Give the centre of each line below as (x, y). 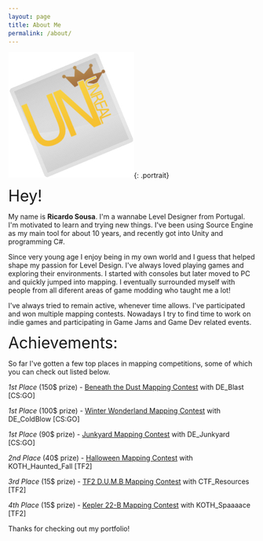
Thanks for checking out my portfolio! (69, 529)
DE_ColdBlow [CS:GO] (44, 419)
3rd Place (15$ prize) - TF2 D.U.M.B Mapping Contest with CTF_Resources (129, 482)
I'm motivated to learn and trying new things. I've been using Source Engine (131, 225)
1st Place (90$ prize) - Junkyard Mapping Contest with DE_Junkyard (119, 434)
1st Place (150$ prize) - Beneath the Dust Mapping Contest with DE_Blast (126, 387)
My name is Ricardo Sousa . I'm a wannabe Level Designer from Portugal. (127, 217)
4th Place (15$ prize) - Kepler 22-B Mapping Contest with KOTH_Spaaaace (130, 505)
